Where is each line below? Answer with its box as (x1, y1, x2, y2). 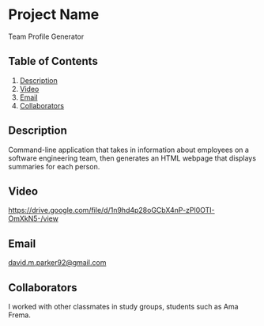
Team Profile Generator (8, 32, 85, 41)
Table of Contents (8, 55, 99, 68)
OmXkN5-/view (8, 214, 59, 223)
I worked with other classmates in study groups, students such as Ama (8, 302, 239, 311)
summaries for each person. (8, 161, 100, 171)
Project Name (8, 6, 100, 24)
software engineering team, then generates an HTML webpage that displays (8, 153, 257, 163)
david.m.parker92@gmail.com (8, 258, 107, 267)
